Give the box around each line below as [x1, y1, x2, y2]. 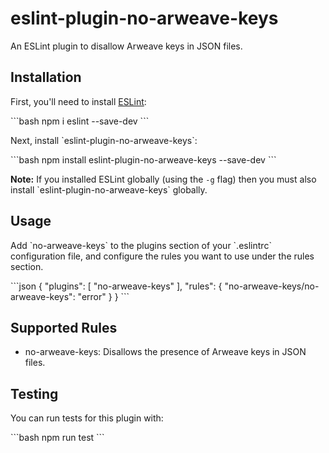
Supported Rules [10, 319, 118, 336]
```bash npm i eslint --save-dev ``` [10, 115, 150, 127]
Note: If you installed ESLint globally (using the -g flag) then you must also [10, 173, 317, 185]
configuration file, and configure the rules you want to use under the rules [10, 250, 315, 262]
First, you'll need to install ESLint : [10, 95, 147, 107]
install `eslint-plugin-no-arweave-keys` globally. [10, 183, 208, 196]
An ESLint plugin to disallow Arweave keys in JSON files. [10, 40, 243, 52]
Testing [10, 385, 59, 402]
